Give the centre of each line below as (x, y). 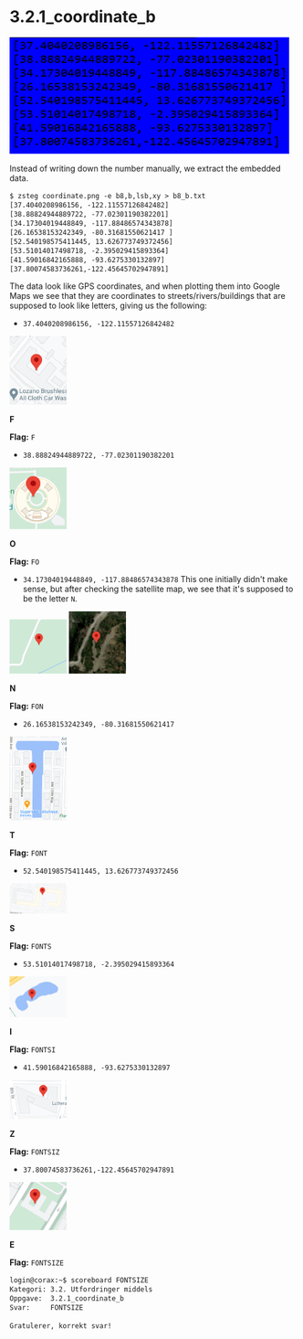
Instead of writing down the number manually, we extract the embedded (145, 168)
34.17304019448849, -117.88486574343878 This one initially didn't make (155, 579)
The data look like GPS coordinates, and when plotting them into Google (145, 286)
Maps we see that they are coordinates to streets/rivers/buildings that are (147, 295)
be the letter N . (50, 598)
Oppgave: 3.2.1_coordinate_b (67, 1299)
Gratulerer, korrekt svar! (61, 1326)
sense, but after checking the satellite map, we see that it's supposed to (158, 589)
